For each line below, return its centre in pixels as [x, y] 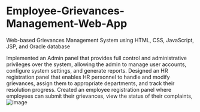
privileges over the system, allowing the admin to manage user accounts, [96, 64]
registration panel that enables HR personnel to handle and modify [88, 77]
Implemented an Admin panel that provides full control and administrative [97, 58]
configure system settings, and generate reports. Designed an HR [87, 70]
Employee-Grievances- [65, 11]
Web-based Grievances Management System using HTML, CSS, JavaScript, [100, 40]
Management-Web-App [67, 24]
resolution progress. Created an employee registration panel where [89, 89]
